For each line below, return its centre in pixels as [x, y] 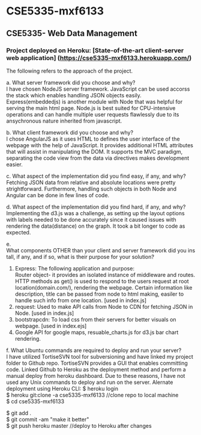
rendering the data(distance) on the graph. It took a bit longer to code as [96, 226]
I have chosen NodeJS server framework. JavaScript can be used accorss [98, 89]
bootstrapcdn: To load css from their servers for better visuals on [95, 319]
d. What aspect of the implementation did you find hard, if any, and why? [96, 207]
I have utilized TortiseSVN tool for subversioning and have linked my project [100, 356]
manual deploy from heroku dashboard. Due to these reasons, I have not [96, 376]
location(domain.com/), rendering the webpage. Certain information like [104, 287]
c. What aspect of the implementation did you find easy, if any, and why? [96, 176]
